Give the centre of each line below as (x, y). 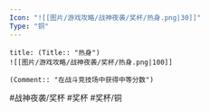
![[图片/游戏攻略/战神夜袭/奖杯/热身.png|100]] (91, 62)
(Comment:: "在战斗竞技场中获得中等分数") (81, 79)
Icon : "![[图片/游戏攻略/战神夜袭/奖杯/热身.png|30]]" (105, 18)
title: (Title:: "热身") (55, 52)
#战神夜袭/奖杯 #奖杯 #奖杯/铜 (66, 97)
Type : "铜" (29, 26)
